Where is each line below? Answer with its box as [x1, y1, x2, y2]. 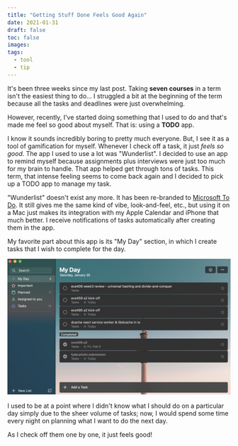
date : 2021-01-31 [7, 18, 59, 26]
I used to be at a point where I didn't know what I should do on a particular [7, 401, 225, 410]
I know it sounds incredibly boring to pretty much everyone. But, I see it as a [7, 134, 229, 143]
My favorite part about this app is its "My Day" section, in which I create [7, 237, 217, 245]
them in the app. [7, 223, 55, 232]
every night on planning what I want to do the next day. [7, 416, 168, 425]
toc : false [7, 34, 40, 41]
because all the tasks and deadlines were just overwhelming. [7, 99, 186, 108]
